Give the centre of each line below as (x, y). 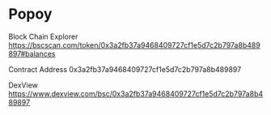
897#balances (32, 53)
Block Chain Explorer (43, 36)
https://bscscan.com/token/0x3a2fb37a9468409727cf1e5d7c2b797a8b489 (134, 45)
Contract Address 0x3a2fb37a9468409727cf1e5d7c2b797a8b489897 (125, 69)
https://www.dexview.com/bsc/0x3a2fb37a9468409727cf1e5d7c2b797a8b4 (136, 93)
